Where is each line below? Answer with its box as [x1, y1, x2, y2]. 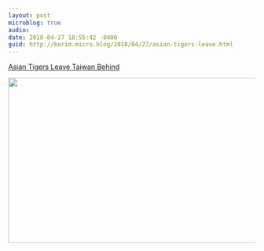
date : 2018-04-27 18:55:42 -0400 [8, 33, 118, 42]
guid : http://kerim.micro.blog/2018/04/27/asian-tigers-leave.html [8, 41, 234, 49]
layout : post [8, 11, 51, 20]
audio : [8, 26, 30, 34]
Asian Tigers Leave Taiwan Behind [8, 62, 120, 71]
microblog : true [8, 19, 61, 27]
